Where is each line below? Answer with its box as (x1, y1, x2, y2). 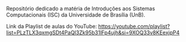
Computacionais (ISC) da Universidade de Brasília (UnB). (6, 11, 146, 18)
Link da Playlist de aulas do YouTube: (6, 23, 97, 30)
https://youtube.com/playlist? (97, 23, 171, 30)
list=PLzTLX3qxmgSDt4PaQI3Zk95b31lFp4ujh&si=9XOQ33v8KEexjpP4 (6, 29, 180, 36)
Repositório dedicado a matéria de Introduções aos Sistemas (6, 5, 156, 12)
